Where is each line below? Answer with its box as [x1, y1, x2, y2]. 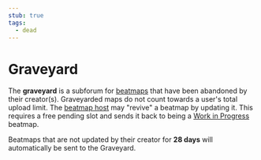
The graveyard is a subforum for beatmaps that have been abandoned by [8, 86, 248, 95]
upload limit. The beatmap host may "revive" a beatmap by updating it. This [8, 103, 254, 113]
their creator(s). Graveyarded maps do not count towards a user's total [8, 95, 238, 104]
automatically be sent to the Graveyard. [8, 143, 136, 153]
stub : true [8, 11, 44, 20]
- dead [15, 26, 37, 34]
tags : [8, 19, 26, 27]
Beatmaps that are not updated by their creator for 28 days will [8, 135, 213, 144]
